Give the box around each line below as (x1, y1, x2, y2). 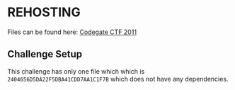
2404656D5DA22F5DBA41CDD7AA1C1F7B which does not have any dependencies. (7, 74, 229, 83)
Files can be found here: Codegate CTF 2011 (7, 28, 137, 36)
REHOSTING (7, 4, 81, 21)
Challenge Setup (7, 48, 83, 60)
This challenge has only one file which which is (7, 67, 145, 75)
